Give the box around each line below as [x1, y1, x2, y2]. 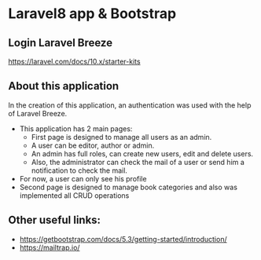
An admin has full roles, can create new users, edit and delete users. [31, 148, 254, 158]
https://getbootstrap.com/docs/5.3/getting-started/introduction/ [19, 234, 227, 244]
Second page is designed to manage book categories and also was [19, 182, 238, 192]
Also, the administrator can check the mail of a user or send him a [31, 157, 245, 167]
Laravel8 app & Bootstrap [8, 5, 177, 23]
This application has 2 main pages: [19, 123, 133, 134]
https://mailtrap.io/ [19, 243, 80, 252]
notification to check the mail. [31, 166, 128, 175]
